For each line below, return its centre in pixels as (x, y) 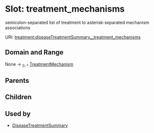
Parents (17, 81)
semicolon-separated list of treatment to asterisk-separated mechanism (77, 22)
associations (18, 27)
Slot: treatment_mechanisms (65, 9)
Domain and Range (34, 52)
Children (18, 97)
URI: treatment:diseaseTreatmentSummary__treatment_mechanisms (73, 37)
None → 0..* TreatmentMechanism (39, 65)
